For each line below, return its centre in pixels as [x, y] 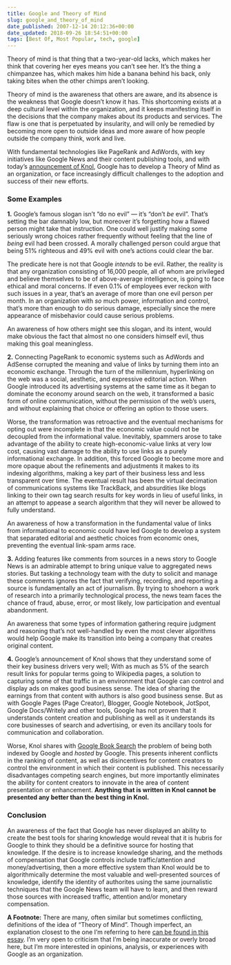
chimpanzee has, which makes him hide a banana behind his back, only [109, 74]
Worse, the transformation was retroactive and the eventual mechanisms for [115, 422]
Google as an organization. [46, 954]
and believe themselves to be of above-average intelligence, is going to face [116, 279]
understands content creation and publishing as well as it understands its [111, 718]
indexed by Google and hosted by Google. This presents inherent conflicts [113, 753]
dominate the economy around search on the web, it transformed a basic [111, 394]
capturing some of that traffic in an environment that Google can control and [115, 681]
